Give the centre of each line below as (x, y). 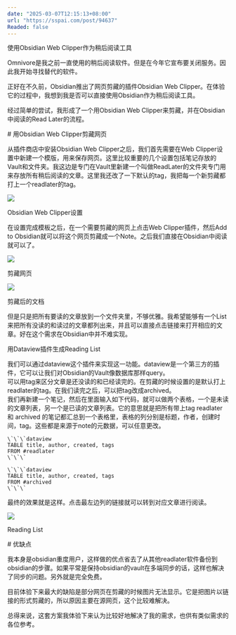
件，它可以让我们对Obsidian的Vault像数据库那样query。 (88, 373)
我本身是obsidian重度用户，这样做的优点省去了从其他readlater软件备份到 (112, 559)
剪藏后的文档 (26, 302)
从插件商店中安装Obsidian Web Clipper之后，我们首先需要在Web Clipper (112, 149)
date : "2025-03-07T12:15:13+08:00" (59, 14)
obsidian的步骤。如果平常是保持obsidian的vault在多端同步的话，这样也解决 (116, 568)
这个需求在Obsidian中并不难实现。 (81, 334)
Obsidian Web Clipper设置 (45, 213)
